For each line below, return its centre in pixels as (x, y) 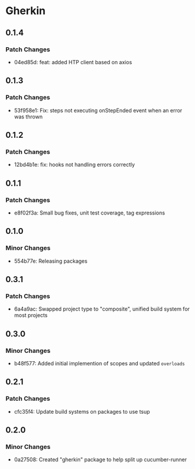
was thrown (28, 117)
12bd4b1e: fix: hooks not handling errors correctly (74, 165)
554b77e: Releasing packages (51, 261)
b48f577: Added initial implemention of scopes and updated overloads (99, 363)
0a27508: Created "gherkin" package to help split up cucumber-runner (100, 460)
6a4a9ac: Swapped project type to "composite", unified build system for (102, 309)
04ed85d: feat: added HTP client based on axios (73, 62)
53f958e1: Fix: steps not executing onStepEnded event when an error (98, 110)
